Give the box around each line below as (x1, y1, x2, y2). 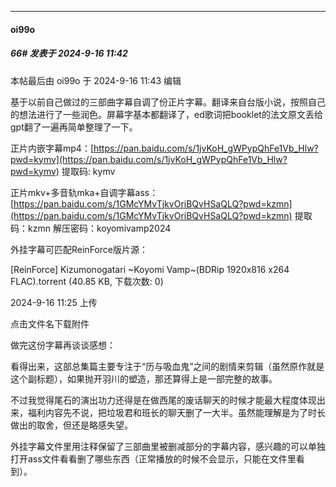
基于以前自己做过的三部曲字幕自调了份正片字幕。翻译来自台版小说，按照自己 (10, 96, 326, 108)
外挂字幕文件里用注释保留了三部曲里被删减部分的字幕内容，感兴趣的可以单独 (10, 440, 326, 452)
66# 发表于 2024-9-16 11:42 (10, 47, 128, 60)
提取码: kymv (61, 165, 116, 177)
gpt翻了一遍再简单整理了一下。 (10, 121, 138, 133)
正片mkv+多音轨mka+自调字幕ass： (10, 186, 159, 198)
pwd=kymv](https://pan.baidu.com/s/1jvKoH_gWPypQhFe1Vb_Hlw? (10, 153, 288, 165)
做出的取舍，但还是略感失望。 (10, 419, 133, 431)
